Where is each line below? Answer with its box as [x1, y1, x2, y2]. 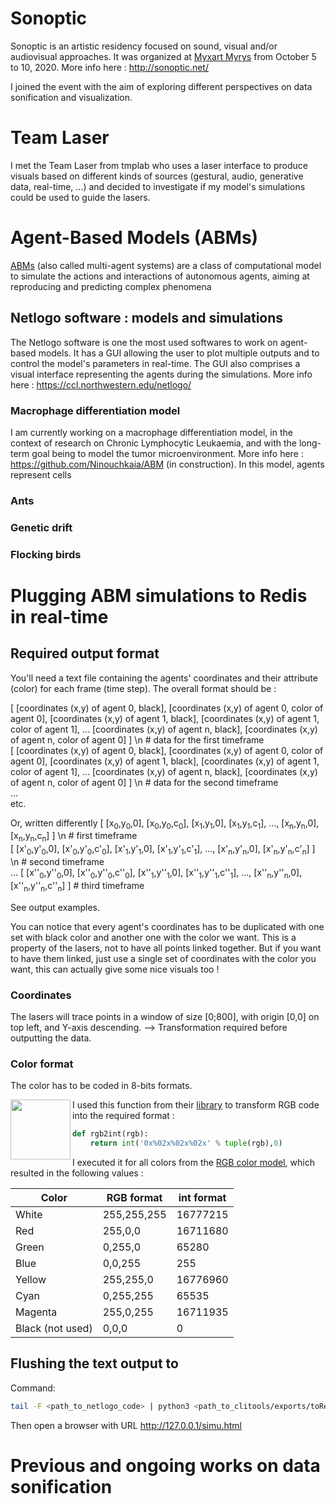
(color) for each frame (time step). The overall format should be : [10, 682, 277, 694]
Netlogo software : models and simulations [10, 310, 284, 327]
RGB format [106, 1191, 163, 1205]
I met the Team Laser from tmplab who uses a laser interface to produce [10, 159, 308, 171]
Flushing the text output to [10, 1355, 179, 1372]
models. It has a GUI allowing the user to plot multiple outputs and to [38, 347, 320, 359]
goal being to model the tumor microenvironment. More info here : [31, 447, 304, 459]
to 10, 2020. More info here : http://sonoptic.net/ [10, 61, 209, 73]
